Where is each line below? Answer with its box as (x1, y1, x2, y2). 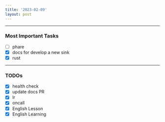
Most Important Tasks (5, 32, 59, 39)
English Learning (12, 111, 47, 117)
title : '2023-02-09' (5, 7, 48, 12)
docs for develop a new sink (12, 49, 70, 55)
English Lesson (12, 105, 43, 111)
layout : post (5, 12, 32, 17)
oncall (12, 100, 25, 106)
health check (12, 83, 39, 89)
